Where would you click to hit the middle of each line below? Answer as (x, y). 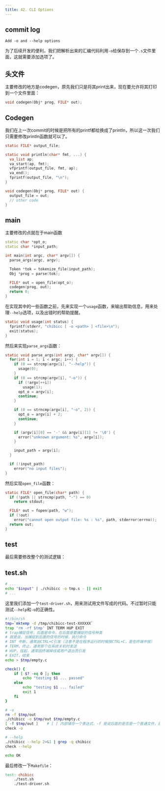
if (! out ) (19, 515)
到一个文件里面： (22, 93)
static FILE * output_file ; (33, 146)
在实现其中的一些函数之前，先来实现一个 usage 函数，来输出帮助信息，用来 (79, 306)
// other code (24, 200)
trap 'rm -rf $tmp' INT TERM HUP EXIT (45, 628)
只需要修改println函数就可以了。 (37, 136)
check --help (18, 746)
